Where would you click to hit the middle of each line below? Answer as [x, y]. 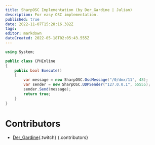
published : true [22, 19]
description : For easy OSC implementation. [52, 15]
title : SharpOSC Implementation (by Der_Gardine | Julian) [69, 10]
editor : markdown [24, 33]
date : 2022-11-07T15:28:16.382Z [39, 24]
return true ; [37, 94]
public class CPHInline [30, 61]
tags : [11, 29]
